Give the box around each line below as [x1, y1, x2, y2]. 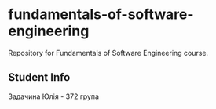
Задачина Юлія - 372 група [8, 92, 100, 101]
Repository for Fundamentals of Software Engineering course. [8, 48, 209, 57]
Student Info [8, 71, 71, 84]
